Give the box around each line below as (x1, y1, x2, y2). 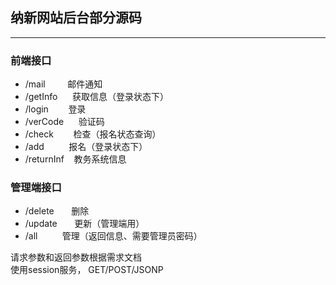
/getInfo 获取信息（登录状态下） (24, 91, 169, 103)
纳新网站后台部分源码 (10, 9, 142, 27)
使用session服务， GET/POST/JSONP (10, 264, 164, 276)
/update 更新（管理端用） (24, 218, 145, 230)
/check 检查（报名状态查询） (24, 128, 162, 140)
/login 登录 (24, 103, 87, 115)
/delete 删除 (24, 205, 90, 217)
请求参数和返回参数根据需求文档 (10, 251, 142, 263)
